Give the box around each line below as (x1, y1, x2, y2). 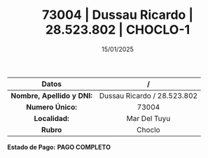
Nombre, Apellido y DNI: (11, 91, 93, 101)
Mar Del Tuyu (126, 113, 171, 123)
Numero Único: (26, 102, 78, 112)
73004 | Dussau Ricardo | (41, 7, 194, 23)
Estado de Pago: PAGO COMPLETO (7, 143, 111, 151)
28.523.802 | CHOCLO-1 (45, 22, 190, 38)
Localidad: (34, 113, 70, 123)
